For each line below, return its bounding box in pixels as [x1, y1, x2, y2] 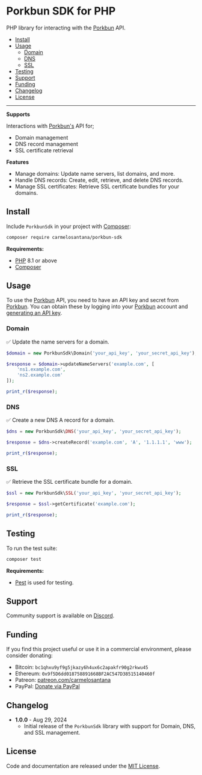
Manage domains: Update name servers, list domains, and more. [14, 170, 176, 177]
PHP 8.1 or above [14, 257, 57, 264]
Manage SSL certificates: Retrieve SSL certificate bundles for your [14, 182, 180, 190]
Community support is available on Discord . [6, 612, 115, 619]
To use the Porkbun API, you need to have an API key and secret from [6, 297, 179, 304]
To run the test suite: [6, 545, 58, 552]
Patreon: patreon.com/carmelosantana [14, 676, 111, 684]
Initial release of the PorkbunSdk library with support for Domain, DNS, [23, 722, 196, 729]
